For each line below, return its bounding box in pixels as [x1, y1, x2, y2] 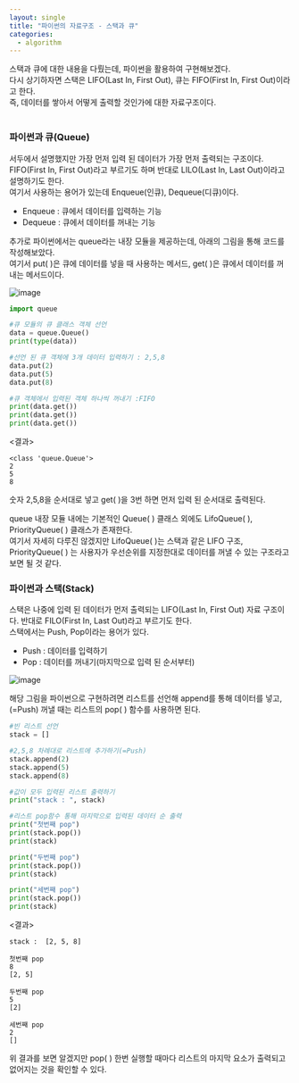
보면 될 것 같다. [9, 558, 62, 569]
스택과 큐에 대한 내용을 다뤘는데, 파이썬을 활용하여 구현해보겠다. [9, 63, 231, 74]
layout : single [9, 12, 66, 22]
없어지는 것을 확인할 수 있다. [9, 1064, 107, 1075]
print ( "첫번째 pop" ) [9, 821, 80, 829]
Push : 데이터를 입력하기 [21, 646, 108, 656]
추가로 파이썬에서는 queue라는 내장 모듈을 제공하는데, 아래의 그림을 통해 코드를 [9, 236, 286, 246]
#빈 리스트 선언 [9, 722, 59, 731]
